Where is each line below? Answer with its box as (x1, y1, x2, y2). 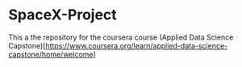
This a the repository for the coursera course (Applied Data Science (8, 32, 234, 42)
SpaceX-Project (8, 6, 117, 24)
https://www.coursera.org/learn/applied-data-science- (45, 40, 228, 50)
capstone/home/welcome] (8, 49, 96, 59)
